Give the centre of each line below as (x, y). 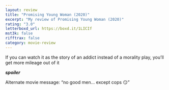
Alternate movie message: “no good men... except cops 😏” (67, 82)
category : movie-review (31, 43)
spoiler (13, 72)
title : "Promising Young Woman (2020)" (48, 15)
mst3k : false (19, 33)
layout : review (21, 10)
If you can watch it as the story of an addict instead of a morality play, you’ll (84, 57)
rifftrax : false (22, 38)
